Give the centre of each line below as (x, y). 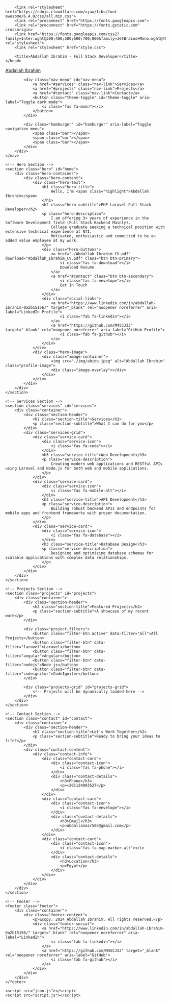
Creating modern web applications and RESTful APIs (107, 464)
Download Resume (77, 267)
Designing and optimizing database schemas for (102, 553)
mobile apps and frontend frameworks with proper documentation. (76, 513)
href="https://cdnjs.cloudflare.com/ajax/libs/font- (62, 12)
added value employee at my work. (42, 240)
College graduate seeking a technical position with (108, 227)
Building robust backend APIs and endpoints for (103, 508)
